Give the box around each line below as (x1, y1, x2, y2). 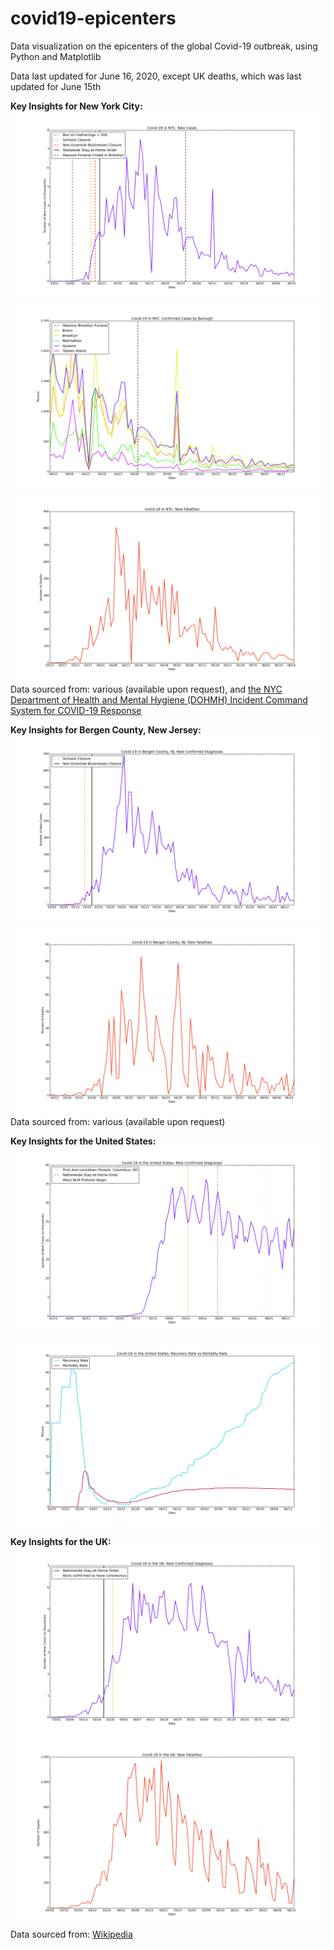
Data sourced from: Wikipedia (10, 1928, 133, 1940)
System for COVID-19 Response (10, 704, 142, 716)
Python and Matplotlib (10, 50, 102, 62)
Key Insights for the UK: (10, 1536, 112, 1548)
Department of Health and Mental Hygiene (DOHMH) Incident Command (10, 693, 308, 706)
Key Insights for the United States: (10, 1135, 157, 1147)
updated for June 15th (10, 80, 102, 92)
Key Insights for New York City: (10, 100, 143, 112)
